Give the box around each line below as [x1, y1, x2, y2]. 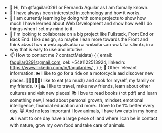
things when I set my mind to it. [9, 26, 74, 32]
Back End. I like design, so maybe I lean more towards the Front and [9, 36, 148, 42]
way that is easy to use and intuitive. [9, 47, 84, 52]
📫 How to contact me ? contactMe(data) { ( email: [9, 52, 113, 58]
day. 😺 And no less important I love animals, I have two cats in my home [9, 108, 157, 114]
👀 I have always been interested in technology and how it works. [9, 10, 141, 16]
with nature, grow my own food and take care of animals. [9, 122, 126, 128]
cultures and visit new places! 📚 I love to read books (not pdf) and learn [9, 90, 157, 96]
